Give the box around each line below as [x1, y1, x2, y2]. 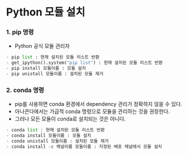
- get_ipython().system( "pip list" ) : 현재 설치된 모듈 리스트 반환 [6, 60, 163, 66]
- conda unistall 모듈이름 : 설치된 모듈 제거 [6, 138, 109, 144]
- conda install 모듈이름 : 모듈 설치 [6, 133, 91, 139]
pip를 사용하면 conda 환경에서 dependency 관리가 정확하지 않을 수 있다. [14, 101, 183, 108]
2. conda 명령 [6, 86, 44, 94]
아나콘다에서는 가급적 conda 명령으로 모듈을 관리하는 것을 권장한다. [14, 108, 170, 115]
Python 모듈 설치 [6, 5, 85, 19]
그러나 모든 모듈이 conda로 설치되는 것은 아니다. [14, 115, 126, 122]
